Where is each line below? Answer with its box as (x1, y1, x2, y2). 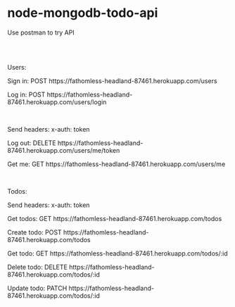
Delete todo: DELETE (7, 263, 68, 271)
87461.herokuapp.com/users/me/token (7, 146, 120, 154)
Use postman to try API (7, 28, 75, 37)
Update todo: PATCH (7, 284, 68, 292)
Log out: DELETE (7, 139, 56, 147)
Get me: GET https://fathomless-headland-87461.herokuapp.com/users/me (7, 160, 226, 168)
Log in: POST (7, 90, 46, 99)
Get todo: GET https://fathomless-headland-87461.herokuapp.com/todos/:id (7, 249, 228, 258)
